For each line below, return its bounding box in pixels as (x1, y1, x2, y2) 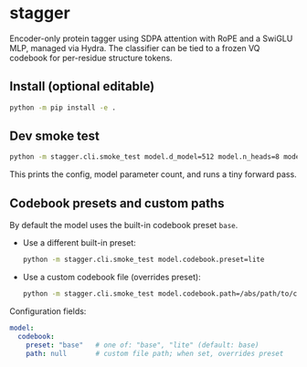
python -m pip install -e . (9, 103, 117, 112)
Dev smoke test (9, 129, 101, 144)
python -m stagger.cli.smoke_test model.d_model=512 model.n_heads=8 (9, 152, 281, 162)
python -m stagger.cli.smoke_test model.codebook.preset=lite (22, 255, 265, 265)
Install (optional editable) (9, 79, 155, 94)
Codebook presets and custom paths (9, 195, 226, 211)
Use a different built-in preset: (22, 237, 137, 248)
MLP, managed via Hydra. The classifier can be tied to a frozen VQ (9, 42, 260, 53)
